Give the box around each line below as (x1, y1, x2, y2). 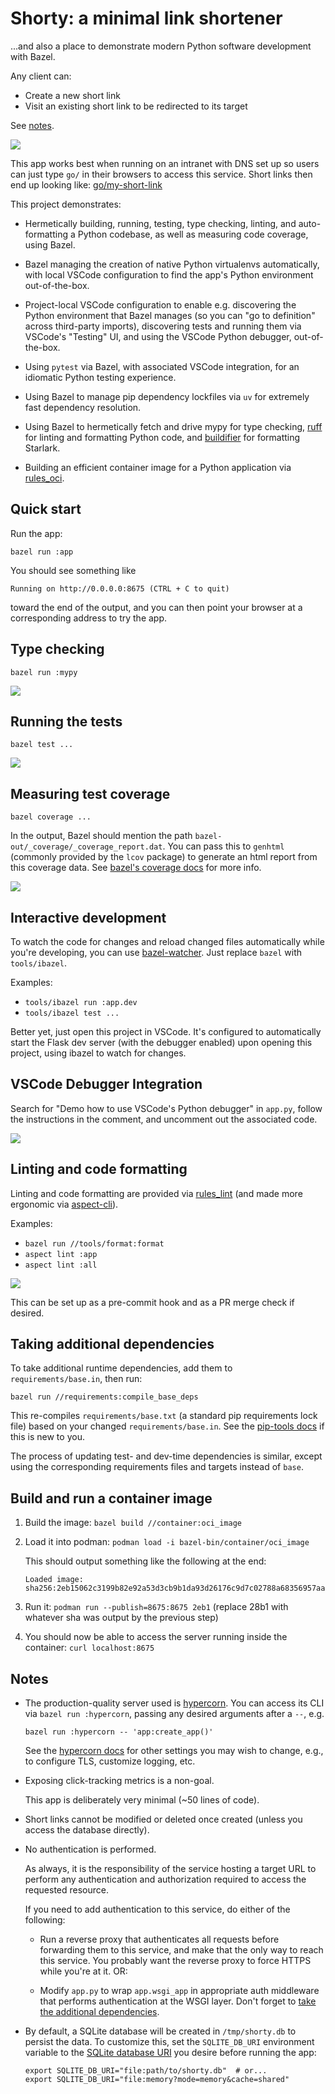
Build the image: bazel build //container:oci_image (24, 1517, 242, 1529)
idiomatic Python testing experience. (24, 371, 177, 383)
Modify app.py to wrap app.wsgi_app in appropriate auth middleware (39, 1985, 320, 1997)
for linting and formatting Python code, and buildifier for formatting (24, 431, 301, 443)
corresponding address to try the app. (10, 612, 168, 624)
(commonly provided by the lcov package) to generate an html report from (10, 851, 318, 863)
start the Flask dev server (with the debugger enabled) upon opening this (10, 1037, 313, 1048)
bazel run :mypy (10, 667, 78, 677)
